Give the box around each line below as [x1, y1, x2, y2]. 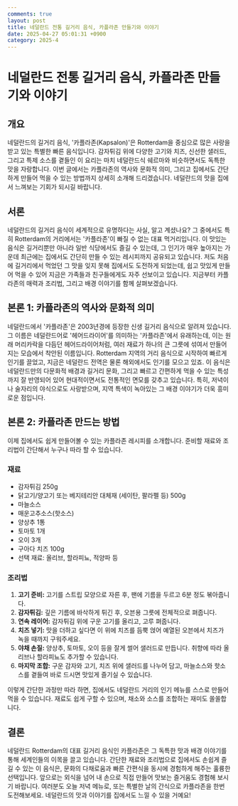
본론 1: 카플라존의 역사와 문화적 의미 [7, 302, 155, 314]
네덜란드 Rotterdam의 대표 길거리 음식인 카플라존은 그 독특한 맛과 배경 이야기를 [7, 746, 227, 755]
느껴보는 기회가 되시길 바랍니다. [14, 183, 102, 191]
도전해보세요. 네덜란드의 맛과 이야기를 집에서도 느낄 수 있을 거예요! [7, 790, 192, 799]
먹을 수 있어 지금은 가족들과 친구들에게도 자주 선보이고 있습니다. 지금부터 [14, 270, 216, 278]
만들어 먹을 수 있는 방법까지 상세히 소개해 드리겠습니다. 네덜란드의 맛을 [20, 174, 216, 182]
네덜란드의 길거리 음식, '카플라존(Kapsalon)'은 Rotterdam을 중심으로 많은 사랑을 [7, 138, 231, 147]
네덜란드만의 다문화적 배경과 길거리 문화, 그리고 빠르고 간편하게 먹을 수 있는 [7, 366, 216, 375]
